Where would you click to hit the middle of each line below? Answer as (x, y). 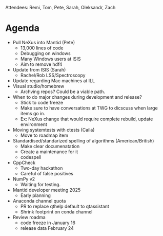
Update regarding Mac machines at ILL (54, 80)
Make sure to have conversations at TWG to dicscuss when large (89, 108)
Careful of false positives (47, 173)
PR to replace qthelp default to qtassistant (65, 206)
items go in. (33, 113)
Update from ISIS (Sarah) (39, 69)
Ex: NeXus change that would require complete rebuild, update (87, 119)
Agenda (22, 28)
